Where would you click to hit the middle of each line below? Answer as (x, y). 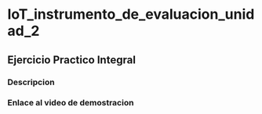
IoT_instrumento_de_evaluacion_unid (131, 14)
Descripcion (31, 82)
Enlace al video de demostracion (71, 103)
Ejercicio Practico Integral (72, 60)
